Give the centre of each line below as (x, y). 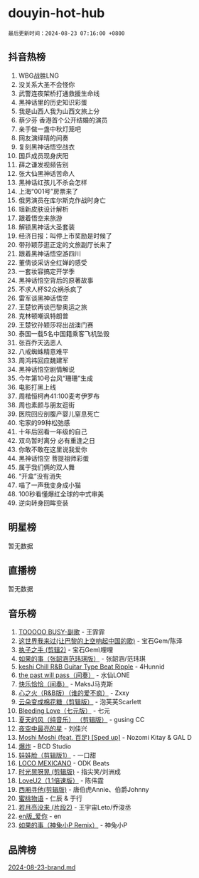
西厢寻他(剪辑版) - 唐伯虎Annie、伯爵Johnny (84, 790)
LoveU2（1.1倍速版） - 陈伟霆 (61, 780)
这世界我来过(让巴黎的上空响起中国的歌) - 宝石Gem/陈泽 (101, 641)
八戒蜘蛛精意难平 (43, 351)
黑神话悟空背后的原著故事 (56, 280)
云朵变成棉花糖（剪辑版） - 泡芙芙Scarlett (80, 702)
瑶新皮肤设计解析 (43, 209)
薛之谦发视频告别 (43, 164)
